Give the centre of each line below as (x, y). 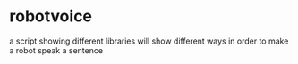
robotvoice (51, 16)
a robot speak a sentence (56, 50)
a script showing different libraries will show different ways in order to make (149, 41)
